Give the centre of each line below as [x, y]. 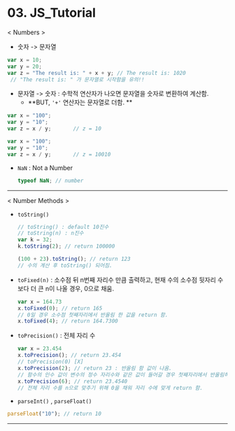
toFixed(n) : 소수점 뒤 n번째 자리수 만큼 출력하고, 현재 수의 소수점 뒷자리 [117, 280]
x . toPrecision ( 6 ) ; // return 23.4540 [72, 381]
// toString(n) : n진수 [50, 233]
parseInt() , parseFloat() [55, 401]
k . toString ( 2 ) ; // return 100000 [66, 246]
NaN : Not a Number [45, 168]
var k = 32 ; [35, 240]
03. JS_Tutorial [52, 13]
